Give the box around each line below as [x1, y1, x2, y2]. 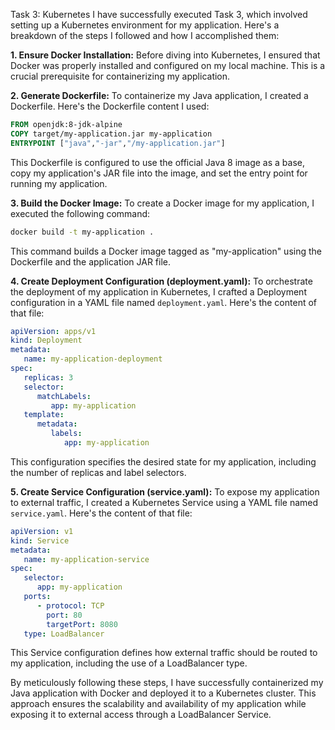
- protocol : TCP [36, 600, 105, 611]
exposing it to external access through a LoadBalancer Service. [10, 709, 272, 721]
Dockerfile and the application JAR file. [10, 255, 172, 268]
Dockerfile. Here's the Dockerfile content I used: [10, 100, 210, 112]
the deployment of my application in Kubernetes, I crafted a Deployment [10, 285, 307, 298]
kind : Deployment [10, 335, 83, 346]
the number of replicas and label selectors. [10, 466, 187, 478]
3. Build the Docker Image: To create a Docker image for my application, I [10, 197, 315, 209]
